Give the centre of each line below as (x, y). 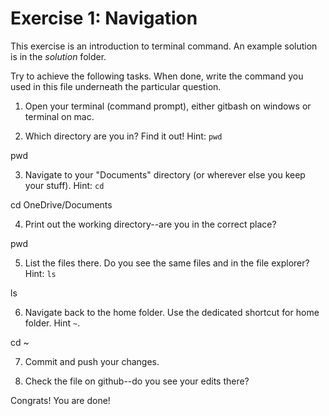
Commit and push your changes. (92, 361)
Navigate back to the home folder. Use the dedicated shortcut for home (172, 312)
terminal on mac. (59, 116)
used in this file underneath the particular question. (116, 86)
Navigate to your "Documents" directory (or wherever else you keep (165, 174)
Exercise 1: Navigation (104, 18)
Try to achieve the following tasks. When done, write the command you (157, 76)
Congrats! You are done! (60, 400)
